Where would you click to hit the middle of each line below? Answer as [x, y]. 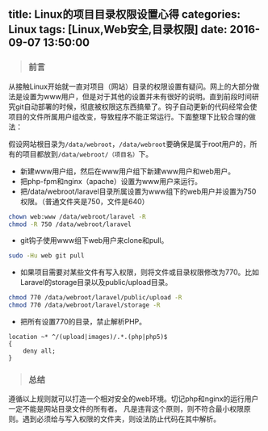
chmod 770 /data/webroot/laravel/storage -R [84, 305]
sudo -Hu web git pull [46, 256]
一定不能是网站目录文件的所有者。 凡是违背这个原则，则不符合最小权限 [126, 409]
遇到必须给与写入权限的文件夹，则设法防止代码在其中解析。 [121, 419]
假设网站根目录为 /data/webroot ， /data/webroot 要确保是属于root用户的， [129, 144]
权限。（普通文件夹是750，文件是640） [84, 201]
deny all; [40, 351]
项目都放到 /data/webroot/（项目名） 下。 [88, 154]
